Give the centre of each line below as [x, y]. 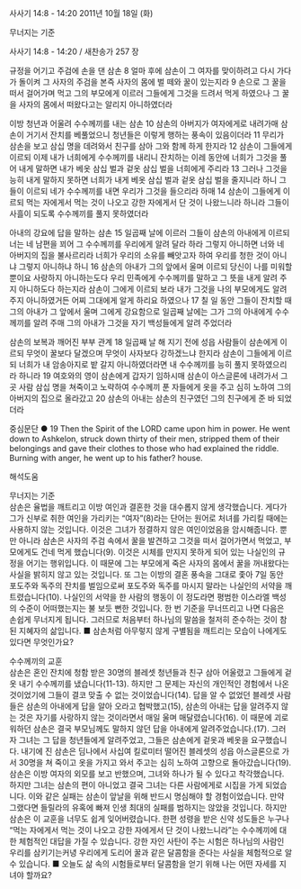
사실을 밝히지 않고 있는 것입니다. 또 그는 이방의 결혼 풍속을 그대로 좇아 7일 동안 [147, 574]
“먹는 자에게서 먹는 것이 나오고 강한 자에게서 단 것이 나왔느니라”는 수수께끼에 [143, 830]
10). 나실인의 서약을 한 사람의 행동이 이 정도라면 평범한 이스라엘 [159, 597]
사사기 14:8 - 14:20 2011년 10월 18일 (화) [81, 13]
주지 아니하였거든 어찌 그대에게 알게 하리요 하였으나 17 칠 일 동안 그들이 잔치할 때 [150, 300]
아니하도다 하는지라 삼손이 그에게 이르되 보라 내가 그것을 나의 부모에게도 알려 [153, 289]
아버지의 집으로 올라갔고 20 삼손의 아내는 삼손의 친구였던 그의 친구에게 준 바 [142, 398]
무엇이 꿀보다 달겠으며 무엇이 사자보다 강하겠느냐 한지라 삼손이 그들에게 [150, 353]
